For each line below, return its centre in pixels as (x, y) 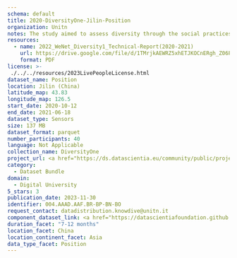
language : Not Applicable (45, 146)
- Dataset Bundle (39, 171)
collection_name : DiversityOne (53, 152)
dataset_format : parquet (44, 132)
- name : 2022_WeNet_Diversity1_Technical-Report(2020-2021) (104, 47)
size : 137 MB (26, 125)
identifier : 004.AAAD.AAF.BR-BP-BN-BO (64, 205)
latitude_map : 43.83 (38, 93)
